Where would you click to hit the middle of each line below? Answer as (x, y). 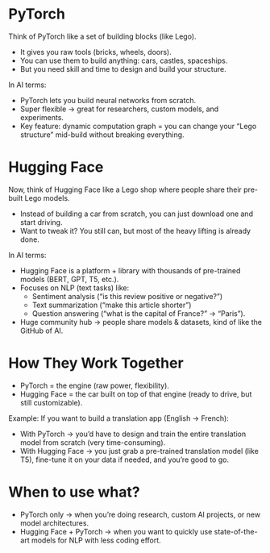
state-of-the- (236, 531)
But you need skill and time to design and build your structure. (123, 69)
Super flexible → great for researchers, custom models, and (119, 109)
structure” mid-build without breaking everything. (102, 135)
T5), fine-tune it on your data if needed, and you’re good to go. (125, 459)
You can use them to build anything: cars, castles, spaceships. (124, 60)
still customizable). (51, 402)
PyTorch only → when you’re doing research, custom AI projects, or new (140, 514)
